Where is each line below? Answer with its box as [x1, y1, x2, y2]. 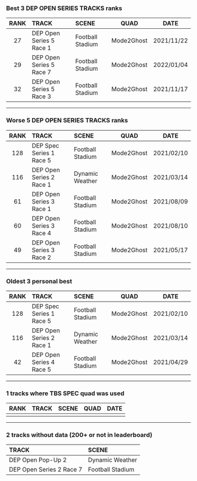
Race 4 [32, 229, 52, 237]
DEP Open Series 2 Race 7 [9, 466, 83, 474]
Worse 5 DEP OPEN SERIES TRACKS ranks [6, 116, 128, 125]
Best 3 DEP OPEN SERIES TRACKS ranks [6, 4, 123, 12]
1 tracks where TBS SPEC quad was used [6, 389, 125, 398]
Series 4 [32, 358, 55, 366]
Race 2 [32, 253, 52, 261]
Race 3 [32, 92, 52, 101]
